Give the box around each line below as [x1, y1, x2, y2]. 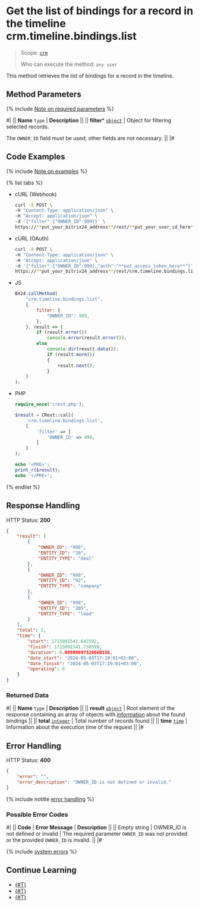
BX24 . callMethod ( [14, 291, 58, 297]
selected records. [6, 123, 49, 130]
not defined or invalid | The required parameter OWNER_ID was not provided [6, 830, 188, 837]
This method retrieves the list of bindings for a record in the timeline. [6, 72, 174, 79]
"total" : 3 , [17, 627, 46, 634]
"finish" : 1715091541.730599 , [27, 644, 102, 650]
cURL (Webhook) [14, 190, 57, 197]
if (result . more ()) [46, 351, 95, 357]
